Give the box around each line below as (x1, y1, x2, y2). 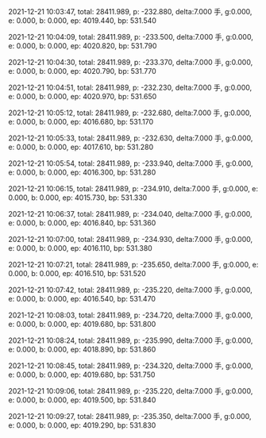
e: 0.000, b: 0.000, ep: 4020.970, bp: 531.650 (8, 92, 157, 101)
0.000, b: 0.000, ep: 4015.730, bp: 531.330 (8, 193, 148, 202)
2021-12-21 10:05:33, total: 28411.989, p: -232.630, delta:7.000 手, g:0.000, (8, 133, 253, 143)
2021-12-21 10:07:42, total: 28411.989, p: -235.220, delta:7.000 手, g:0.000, (8, 285, 253, 294)
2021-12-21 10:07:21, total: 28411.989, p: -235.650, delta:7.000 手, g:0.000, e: (8, 260, 259, 269)
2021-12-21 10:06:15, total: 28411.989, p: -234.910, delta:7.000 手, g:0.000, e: (8, 184, 258, 193)
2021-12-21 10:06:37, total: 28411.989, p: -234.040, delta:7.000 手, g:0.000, (8, 209, 253, 218)
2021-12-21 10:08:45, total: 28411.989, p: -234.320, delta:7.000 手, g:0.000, (8, 361, 253, 371)
